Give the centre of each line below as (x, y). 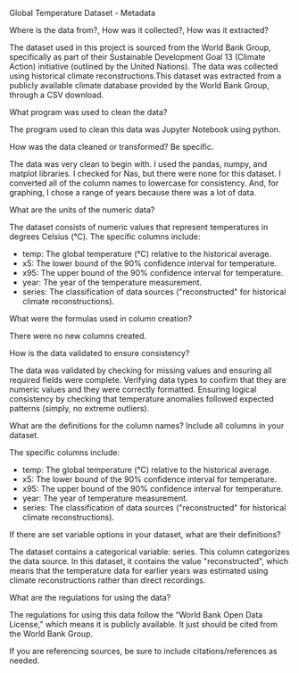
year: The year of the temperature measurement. (112, 282)
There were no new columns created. (78, 336)
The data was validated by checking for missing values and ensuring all (141, 370)
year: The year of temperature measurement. (105, 498)
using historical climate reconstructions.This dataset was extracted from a (145, 76)
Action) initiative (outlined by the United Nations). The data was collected (144, 66)
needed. (25, 661)
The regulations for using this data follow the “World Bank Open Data (136, 615)
